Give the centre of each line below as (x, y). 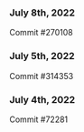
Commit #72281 (39, 119)
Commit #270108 (42, 33)
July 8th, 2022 (42, 13)
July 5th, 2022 (42, 56)
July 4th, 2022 (42, 99)
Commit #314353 (42, 76)
